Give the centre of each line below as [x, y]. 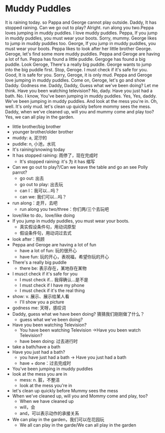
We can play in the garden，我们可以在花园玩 [58, 419]
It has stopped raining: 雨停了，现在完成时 [55, 155]
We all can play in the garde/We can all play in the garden [78, 425]
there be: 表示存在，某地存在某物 [53, 268]
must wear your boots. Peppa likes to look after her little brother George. [79, 48]
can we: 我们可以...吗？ [43, 196]
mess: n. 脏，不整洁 [40, 380]
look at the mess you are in [40, 374]
